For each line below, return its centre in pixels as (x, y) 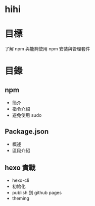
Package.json (27, 131)
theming (21, 198)
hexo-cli (20, 180)
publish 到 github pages (37, 192)
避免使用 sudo (27, 115)
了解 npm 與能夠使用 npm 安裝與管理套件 (47, 49)
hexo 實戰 (20, 168)
